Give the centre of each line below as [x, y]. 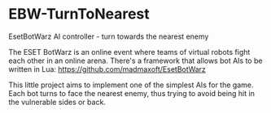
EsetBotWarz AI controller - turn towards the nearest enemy [109, 36]
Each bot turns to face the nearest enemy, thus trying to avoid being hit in [131, 93]
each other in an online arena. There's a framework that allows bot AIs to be [135, 61]
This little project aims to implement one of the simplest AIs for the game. [131, 85]
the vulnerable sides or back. [57, 102]
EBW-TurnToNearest [79, 14]
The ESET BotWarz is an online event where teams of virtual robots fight [129, 52]
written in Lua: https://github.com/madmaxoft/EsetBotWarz [107, 69]
